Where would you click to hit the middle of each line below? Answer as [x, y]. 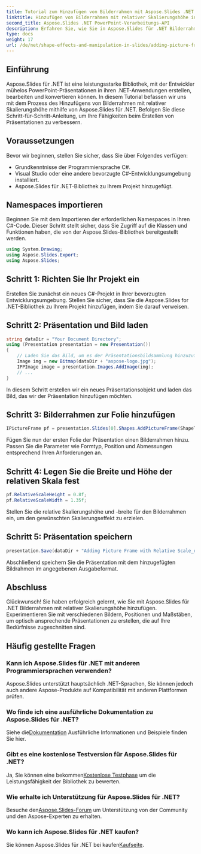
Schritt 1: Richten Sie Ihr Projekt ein [73, 279]
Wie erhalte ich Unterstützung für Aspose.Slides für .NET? [93, 796]
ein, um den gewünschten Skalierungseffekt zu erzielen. [75, 518]
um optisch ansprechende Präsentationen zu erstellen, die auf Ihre [88, 621]
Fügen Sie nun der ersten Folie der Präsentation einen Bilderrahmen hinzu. [98, 440]
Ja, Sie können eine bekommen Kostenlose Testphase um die [81, 775]
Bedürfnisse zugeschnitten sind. [46, 627]
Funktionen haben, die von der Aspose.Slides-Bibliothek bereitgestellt [92, 232]
